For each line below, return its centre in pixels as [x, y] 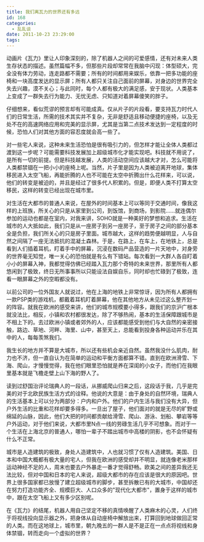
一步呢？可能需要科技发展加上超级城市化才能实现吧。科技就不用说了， [110, 152]
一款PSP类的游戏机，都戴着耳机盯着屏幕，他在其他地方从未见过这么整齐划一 [102, 299]
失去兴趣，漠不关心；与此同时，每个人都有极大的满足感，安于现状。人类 [97, 88]
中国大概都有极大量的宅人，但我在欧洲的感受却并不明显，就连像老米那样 [107, 459]
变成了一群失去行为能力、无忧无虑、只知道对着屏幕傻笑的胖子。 [91, 96]
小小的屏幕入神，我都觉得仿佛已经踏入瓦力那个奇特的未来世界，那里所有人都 [102, 264]
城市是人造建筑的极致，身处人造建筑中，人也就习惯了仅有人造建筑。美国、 [99, 452]
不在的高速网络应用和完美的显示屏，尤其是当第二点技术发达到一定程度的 [102, 124]
